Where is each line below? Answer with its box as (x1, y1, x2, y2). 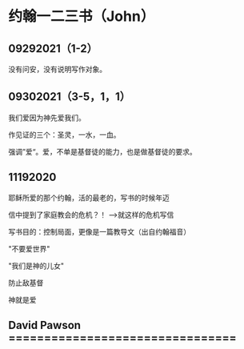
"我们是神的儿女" (8, 261, 65, 271)
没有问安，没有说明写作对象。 (8, 65, 106, 74)
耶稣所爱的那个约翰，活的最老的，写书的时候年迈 (8, 193, 170, 203)
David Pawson (8, 319, 82, 332)
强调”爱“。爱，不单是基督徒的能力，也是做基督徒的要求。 (8, 146, 198, 156)
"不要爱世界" (8, 243, 50, 253)
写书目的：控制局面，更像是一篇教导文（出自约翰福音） (8, 227, 190, 236)
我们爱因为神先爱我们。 (8, 113, 86, 122)
